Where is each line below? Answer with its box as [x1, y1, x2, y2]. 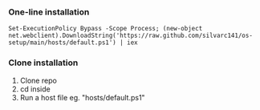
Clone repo [19, 75, 58, 85]
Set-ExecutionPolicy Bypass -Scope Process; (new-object [8, 25, 203, 33]
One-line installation [8, 6, 90, 18]
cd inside [19, 84, 51, 94]
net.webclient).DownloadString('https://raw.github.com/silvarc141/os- [8, 31, 253, 40]
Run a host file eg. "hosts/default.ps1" [19, 92, 146, 102]
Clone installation [8, 57, 79, 68]
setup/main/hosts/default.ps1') [8, 39, 116, 47]
